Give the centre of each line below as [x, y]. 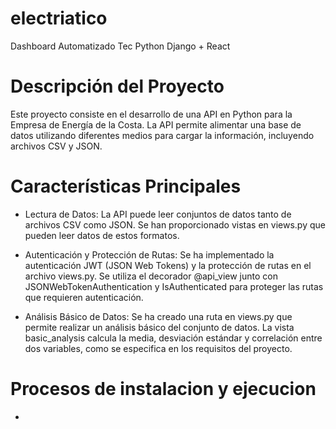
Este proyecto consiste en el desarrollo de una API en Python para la [151, 114]
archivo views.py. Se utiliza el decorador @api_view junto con [151, 276]
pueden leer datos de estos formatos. [102, 235]
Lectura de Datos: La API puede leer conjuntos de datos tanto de [158, 214]
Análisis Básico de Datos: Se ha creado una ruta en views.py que [158, 316]
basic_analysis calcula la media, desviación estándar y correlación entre [173, 338]
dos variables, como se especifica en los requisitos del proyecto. [158, 348]
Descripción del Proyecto [117, 86]
